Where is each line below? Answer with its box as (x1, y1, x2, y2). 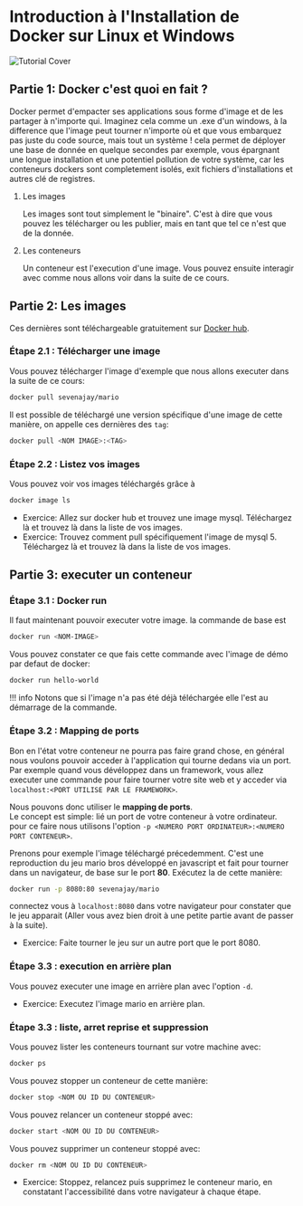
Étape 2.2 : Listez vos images (9, 457, 140, 470)
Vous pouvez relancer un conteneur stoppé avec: (9, 1109, 194, 1120)
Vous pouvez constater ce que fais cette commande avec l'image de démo (9, 649, 289, 660)
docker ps (9, 1058, 47, 1067)
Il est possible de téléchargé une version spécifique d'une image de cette (9, 409, 283, 420)
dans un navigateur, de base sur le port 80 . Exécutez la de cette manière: (9, 866, 283, 877)
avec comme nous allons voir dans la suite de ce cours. (22, 272, 230, 282)
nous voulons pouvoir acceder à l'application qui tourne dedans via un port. (9, 754, 291, 766)
